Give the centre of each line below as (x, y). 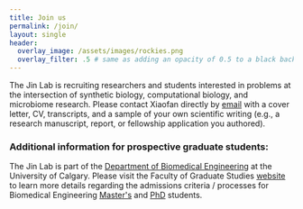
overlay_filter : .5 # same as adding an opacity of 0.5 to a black (147, 59)
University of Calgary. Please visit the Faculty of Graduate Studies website (147, 176)
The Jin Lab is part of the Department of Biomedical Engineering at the (141, 167)
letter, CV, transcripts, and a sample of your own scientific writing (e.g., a (145, 114)
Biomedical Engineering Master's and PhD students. (106, 195)
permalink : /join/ (44, 26)
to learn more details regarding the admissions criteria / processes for (139, 186)
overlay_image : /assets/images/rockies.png (100, 51)
